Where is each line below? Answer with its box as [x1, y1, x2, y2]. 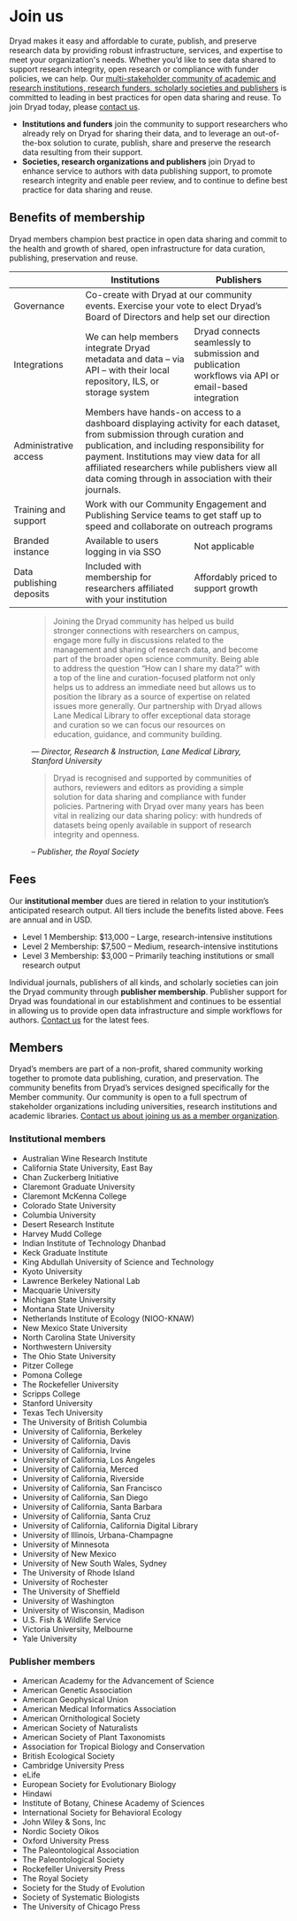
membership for [85, 571, 152, 583]
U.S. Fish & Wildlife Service [21, 1614, 121, 1625]
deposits [13, 587, 50, 600]
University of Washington [21, 1595, 115, 1606]
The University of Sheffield [21, 1586, 121, 1597]
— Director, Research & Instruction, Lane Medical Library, [31, 746, 241, 757]
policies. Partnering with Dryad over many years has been [52, 800, 264, 812]
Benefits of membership [9, 210, 146, 225]
